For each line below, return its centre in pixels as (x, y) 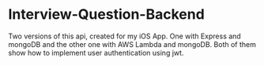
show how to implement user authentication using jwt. (96, 52)
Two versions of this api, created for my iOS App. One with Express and (124, 36)
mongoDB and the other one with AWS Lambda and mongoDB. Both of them (132, 44)
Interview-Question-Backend (107, 14)
